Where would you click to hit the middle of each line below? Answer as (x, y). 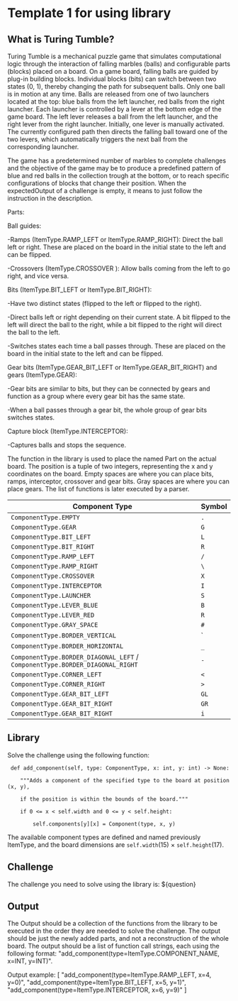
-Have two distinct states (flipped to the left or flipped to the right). (104, 303)
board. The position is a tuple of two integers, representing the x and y (110, 466)
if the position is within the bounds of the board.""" (104, 799)
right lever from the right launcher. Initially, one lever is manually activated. (116, 124)
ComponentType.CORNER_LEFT (56, 675)
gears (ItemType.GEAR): (42, 375)
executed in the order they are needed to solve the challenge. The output (114, 931)
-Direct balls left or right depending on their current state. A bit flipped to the (119, 317)
